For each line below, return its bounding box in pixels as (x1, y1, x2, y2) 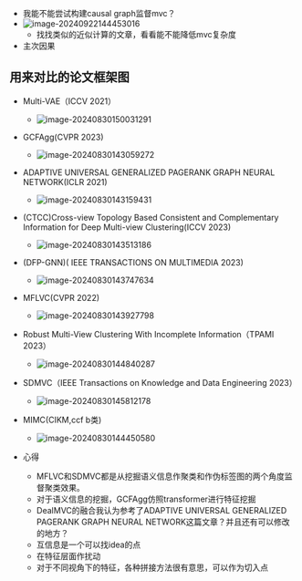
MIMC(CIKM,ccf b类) (22, 414, 102, 425)
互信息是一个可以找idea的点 (36, 539, 141, 550)
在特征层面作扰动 (36, 550, 101, 561)
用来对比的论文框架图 (9, 69, 130, 85)
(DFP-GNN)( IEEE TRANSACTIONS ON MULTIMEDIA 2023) (22, 256, 245, 267)
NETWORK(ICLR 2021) (22, 176, 108, 187)
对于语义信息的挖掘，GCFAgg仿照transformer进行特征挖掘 (36, 493, 256, 504)
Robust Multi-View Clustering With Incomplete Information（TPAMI (22, 328, 275, 339)
